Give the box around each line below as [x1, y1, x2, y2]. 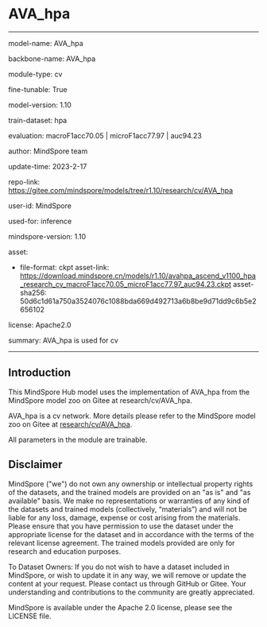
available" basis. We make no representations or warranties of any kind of [8, 496, 250, 505]
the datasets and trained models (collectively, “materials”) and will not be [8, 504, 248, 513]
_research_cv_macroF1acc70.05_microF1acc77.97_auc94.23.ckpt [19, 279, 232, 288]
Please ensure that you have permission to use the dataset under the [8, 521, 234, 531]
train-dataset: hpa [8, 115, 68, 125]
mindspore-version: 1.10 [8, 231, 86, 241]
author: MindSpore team [8, 146, 88, 156]
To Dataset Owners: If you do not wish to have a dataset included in [8, 562, 230, 571]
